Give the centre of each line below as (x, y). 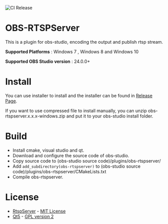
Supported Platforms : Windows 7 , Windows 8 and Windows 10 (72, 51)
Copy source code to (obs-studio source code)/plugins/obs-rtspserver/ (87, 161)
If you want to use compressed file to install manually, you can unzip (76, 110)
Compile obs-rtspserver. (38, 177)
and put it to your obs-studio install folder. (110, 116)
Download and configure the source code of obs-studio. (71, 155)
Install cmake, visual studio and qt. (48, 150)
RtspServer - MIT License (39, 211)
